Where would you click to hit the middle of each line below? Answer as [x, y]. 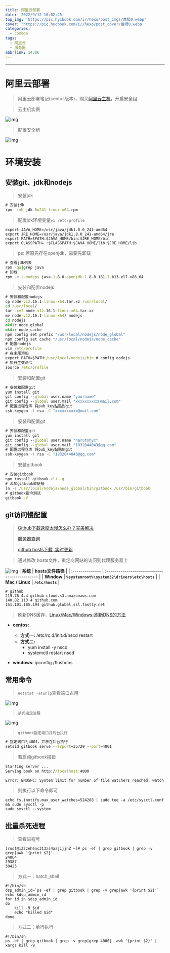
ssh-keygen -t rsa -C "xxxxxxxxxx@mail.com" [53, 411]
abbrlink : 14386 [22, 52]
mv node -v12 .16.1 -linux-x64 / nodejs [44, 316]
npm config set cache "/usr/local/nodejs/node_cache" [63, 339]
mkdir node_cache [24, 330]
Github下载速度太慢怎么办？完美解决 [56, 528]
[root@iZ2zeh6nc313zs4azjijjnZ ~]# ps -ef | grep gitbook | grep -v [79, 849]
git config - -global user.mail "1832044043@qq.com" [61, 445]
